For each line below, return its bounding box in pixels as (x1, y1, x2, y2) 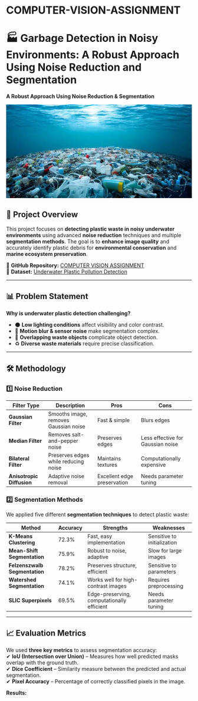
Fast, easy (87, 533, 113, 540)
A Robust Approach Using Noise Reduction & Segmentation (6, 93, 155, 100)
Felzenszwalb (8, 561, 44, 569)
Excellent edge (97, 472, 134, 479)
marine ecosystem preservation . (6, 250, 88, 257)
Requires (148, 576, 170, 583)
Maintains (97, 455, 121, 462)
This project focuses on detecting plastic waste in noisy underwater (6, 225, 175, 232)
